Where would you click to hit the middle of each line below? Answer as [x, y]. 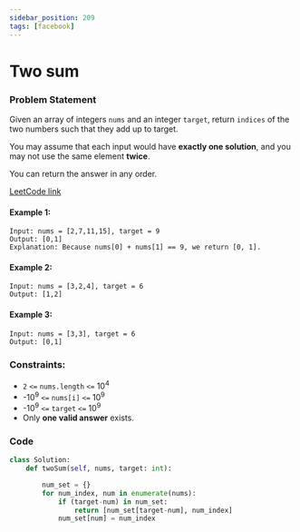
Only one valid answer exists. [78, 418]
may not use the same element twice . [80, 156]
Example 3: [31, 314]
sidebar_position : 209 [52, 18]
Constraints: [38, 364]
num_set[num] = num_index [106, 518]
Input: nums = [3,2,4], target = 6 [77, 287]
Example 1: [30, 212]
